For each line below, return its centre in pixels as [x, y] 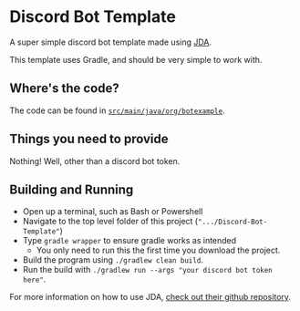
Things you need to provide [89, 139]
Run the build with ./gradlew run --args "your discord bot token [148, 270]
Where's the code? [65, 88]
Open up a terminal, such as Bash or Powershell [113, 212]
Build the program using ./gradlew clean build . [113, 260]
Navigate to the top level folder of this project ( [110, 222]
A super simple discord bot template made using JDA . [111, 42]
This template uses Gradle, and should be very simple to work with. [136, 59]
